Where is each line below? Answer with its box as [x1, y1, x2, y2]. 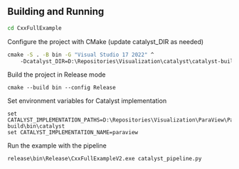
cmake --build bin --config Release [7, 84, 116, 92]
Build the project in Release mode [7, 70, 106, 79]
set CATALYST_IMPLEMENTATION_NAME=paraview [7, 129, 139, 136]
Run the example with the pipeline [7, 141, 107, 150]
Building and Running [7, 6, 105, 18]
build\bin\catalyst [7, 123, 65, 130]
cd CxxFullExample [7, 24, 62, 31]
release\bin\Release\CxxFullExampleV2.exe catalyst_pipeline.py [7, 156, 202, 163]
